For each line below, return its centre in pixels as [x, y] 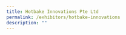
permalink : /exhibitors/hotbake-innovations [63, 17]
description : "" [27, 23]
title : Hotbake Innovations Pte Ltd [52, 12]
